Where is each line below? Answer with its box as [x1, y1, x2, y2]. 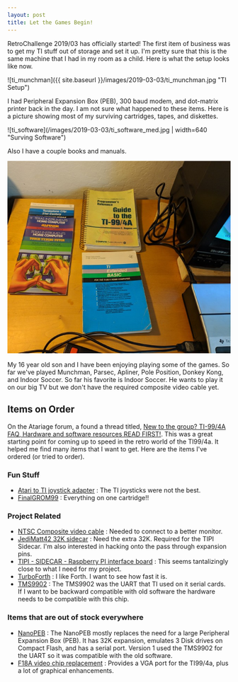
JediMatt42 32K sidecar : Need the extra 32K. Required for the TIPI [17, 535, 215, 543]
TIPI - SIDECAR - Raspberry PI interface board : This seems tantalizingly [17, 557, 229, 566]
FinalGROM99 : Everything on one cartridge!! [17, 494, 149, 502]
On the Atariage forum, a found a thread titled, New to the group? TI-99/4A [7, 422, 227, 431]
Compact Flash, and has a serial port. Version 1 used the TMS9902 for [17, 644, 223, 652]
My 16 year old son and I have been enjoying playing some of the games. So [7, 360, 230, 369]
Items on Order [7, 403, 75, 415]
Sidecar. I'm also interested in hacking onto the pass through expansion [17, 542, 227, 551]
